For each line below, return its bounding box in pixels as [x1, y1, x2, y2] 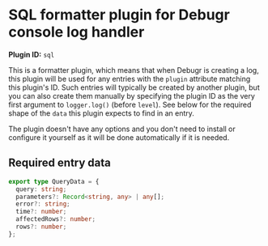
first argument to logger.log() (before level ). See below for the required [8, 100, 252, 109]
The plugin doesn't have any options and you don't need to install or [8, 124, 236, 134]
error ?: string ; [15, 200, 70, 208]
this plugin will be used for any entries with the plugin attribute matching [8, 74, 251, 83]
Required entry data [8, 156, 111, 170]
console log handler [8, 23, 145, 41]
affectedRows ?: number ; [15, 215, 96, 223]
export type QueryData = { [8, 177, 100, 185]
